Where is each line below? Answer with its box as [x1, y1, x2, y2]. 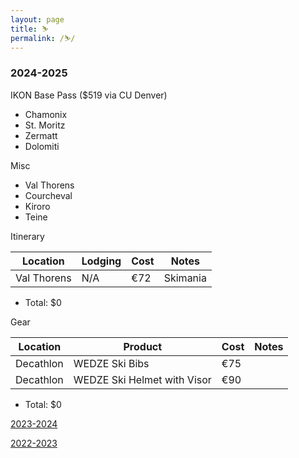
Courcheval [24, 189, 73, 201]
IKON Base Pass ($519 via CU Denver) [10, 89, 168, 101]
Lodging [81, 254, 122, 268]
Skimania [163, 271, 207, 285]
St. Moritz [24, 119, 66, 131]
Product [123, 339, 163, 353]
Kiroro [24, 200, 51, 212]
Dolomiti [24, 140, 60, 152]
